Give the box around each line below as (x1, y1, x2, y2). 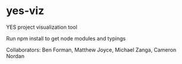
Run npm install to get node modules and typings (6, 35, 126, 42)
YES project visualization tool (6, 23, 78, 31)
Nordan (6, 52, 25, 59)
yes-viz (6, 4, 44, 18)
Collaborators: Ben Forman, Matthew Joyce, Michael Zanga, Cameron (6, 46, 177, 53)
